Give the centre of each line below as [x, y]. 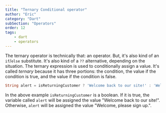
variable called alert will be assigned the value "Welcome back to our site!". [83, 100]
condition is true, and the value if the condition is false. [61, 76]
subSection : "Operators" [31, 23]
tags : [11, 32]
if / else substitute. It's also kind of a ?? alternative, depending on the [75, 61]
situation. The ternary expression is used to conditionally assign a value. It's [82, 66]
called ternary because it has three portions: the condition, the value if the [81, 71]
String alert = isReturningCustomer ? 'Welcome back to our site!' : [78, 85]
